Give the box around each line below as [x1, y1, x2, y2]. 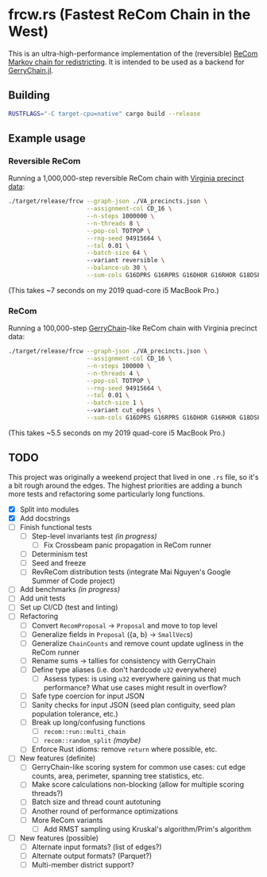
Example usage [8, 132, 86, 145]
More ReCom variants [31, 815, 103, 825]
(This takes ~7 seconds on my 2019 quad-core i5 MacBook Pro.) [8, 285, 220, 295]
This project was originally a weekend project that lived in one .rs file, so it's [8, 472, 259, 481]
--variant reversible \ [86, 257, 165, 265]
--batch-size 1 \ [86, 399, 145, 407]
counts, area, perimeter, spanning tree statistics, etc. [31, 771, 205, 781]
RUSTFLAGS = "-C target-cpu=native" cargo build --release [8, 110, 201, 118]
